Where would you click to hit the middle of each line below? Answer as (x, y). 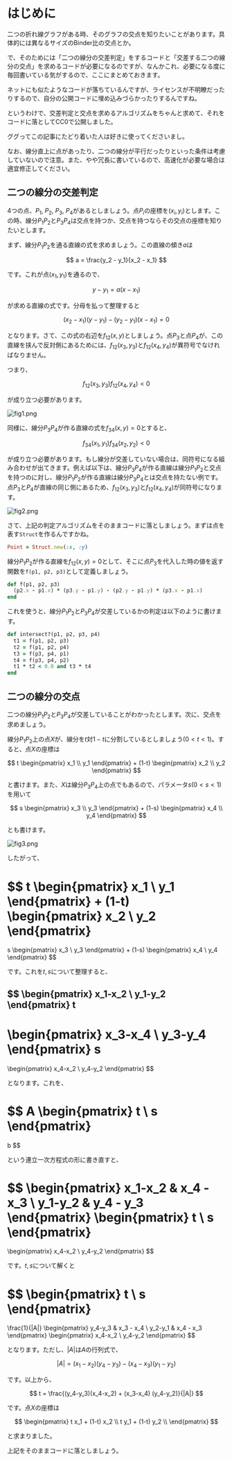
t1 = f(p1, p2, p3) (42, 641)
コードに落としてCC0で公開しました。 (62, 121)
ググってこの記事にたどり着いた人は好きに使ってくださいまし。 (98, 136)
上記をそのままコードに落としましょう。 (65, 1451)
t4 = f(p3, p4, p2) (42, 660)
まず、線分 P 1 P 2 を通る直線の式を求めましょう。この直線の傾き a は (100, 246)
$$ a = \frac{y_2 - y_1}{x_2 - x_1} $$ (116, 260)
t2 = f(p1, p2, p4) (42, 647)
